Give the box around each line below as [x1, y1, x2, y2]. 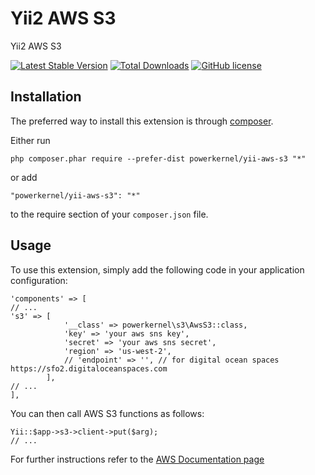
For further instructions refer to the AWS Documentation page [10, 453, 265, 465]
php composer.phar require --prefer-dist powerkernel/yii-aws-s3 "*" [10, 153, 307, 164]
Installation [10, 88, 82, 106]
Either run [10, 134, 51, 146]
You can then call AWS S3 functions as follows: [10, 407, 205, 419]
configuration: [10, 274, 68, 286]
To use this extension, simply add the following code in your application [10, 263, 305, 276]
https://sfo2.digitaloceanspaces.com [10, 363, 168, 374]
